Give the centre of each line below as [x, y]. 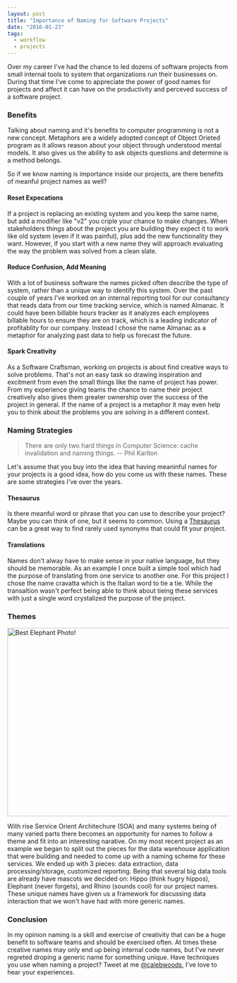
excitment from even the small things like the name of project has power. [113, 382]
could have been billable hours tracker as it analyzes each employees [108, 313]
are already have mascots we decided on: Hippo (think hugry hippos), [109, 879]
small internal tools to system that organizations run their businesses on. [113, 74]
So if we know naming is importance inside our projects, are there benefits [115, 174]
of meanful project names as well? [57, 181]
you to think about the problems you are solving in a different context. [109, 412]
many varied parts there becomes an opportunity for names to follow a [110, 833]
